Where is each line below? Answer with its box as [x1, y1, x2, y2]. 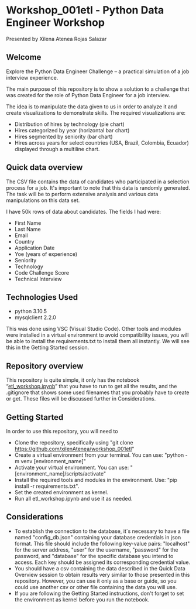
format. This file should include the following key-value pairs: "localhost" [14, 540, 190, 547]
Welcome [6, 52, 42, 62]
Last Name [14, 225, 41, 232]
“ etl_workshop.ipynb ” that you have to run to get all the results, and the [6, 383, 177, 390]
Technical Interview [14, 275, 62, 282]
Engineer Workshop [6, 16, 105, 29]
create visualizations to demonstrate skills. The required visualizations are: [6, 109, 186, 116]
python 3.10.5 [14, 308, 47, 315]
